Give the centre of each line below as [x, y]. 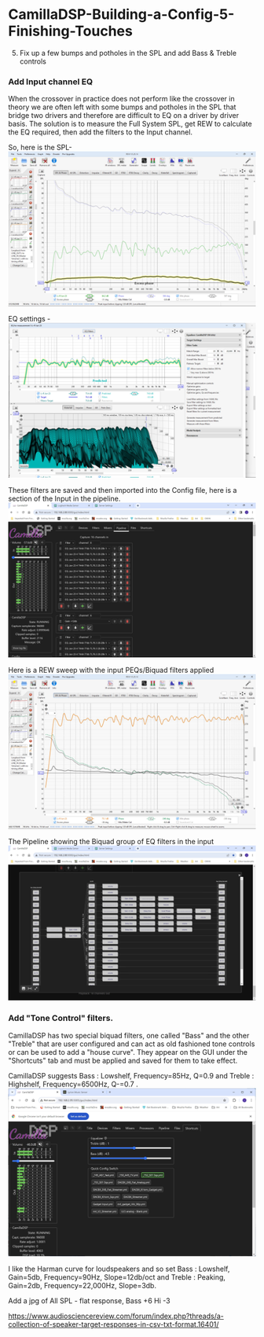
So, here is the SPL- [40, 148]
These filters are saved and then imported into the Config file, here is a [123, 490]
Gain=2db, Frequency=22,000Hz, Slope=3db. [82, 1285]
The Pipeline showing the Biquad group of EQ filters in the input [111, 842]
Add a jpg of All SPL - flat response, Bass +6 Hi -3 [89, 1300]
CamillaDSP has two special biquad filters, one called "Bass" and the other [129, 1035]
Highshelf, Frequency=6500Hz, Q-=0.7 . [73, 1084]
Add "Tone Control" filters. [61, 1018]
